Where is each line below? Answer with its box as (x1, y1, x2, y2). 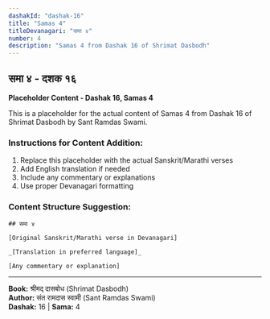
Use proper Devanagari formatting (19, 181, 134, 191)
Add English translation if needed (19, 164, 130, 174)
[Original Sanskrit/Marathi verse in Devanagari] (8, 234, 178, 242)
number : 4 (8, 34, 42, 43)
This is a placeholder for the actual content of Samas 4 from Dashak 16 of (8, 108, 252, 118)
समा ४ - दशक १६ (8, 72, 77, 85)
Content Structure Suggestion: (8, 201, 131, 213)
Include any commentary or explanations (19, 172, 156, 182)
